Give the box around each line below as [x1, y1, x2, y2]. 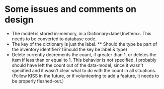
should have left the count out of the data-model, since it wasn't [11, 62, 144, 68]
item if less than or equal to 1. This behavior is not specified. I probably [11, 57, 157, 63]
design [4, 14, 34, 25]
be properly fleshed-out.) [11, 78, 64, 84]
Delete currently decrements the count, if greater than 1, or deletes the [11, 51, 157, 58]
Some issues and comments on [4, 3, 137, 15]
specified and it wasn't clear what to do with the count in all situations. [11, 67, 157, 73]
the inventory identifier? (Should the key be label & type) [11, 46, 128, 52]
